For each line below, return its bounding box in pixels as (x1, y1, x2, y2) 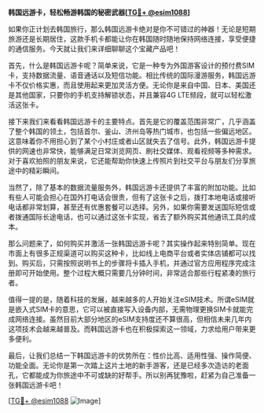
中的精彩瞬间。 (14, 166, 64, 175)
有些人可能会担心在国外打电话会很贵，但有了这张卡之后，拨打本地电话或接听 (8, 193, 256, 201)
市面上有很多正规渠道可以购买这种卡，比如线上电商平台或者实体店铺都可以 (8, 249, 249, 258)
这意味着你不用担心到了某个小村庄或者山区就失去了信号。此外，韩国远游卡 (8, 137, 249, 146)
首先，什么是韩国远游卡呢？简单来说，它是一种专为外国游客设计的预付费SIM (8, 61, 255, 70)
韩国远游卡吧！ (14, 381, 64, 389)
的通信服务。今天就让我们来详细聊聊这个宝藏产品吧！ (8, 44, 181, 53)
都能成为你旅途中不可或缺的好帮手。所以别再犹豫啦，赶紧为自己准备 (28, 371, 249, 380)
